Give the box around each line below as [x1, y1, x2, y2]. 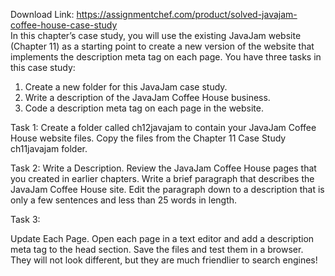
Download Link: [10, 9, 75, 20]
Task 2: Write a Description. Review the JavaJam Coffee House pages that [10, 162, 317, 174]
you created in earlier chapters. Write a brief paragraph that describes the [10, 173, 315, 184]
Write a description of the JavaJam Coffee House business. [24, 92, 271, 103]
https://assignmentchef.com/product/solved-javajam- [76, 9, 298, 20]
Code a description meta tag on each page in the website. [24, 102, 265, 114]
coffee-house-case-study [10, 19, 118, 31]
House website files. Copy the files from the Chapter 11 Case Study [10, 132, 287, 144]
